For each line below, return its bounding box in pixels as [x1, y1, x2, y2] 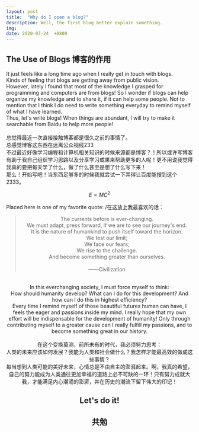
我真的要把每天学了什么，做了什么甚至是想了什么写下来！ [6, 164, 146, 171]
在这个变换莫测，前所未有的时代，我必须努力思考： [37, 341, 162, 348]
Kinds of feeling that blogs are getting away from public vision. [6, 76, 159, 84]
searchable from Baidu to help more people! [6, 120, 114, 127]
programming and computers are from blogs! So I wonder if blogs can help [6, 89, 189, 96]
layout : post [6, 8, 38, 15]
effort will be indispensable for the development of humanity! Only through [8, 315, 191, 322]
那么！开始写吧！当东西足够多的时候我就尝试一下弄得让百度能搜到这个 [6, 171, 178, 178]
